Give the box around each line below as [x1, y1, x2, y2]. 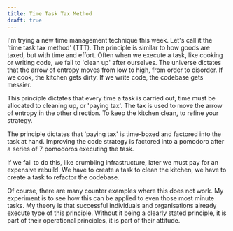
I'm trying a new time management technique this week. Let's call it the [7, 36, 213, 44]
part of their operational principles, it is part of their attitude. [7, 216, 181, 224]
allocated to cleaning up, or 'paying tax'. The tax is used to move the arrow [7, 101, 223, 110]
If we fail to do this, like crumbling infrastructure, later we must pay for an [7, 158, 219, 166]
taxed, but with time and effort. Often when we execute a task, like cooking [7, 50, 223, 59]
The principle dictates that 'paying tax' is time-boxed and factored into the [7, 130, 222, 138]
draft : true [7, 17, 42, 24]
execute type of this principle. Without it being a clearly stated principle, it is [7, 209, 227, 217]
